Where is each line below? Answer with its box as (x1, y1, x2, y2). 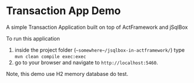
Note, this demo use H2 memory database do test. (6, 70, 128, 77)
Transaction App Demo (6, 4, 121, 18)
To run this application (6, 35, 61, 42)
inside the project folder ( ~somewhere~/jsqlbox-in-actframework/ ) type (14, 46, 185, 54)
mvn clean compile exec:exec (14, 54, 86, 59)
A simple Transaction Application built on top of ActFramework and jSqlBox (6, 24, 188, 31)
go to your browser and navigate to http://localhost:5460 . (14, 59, 158, 66)
